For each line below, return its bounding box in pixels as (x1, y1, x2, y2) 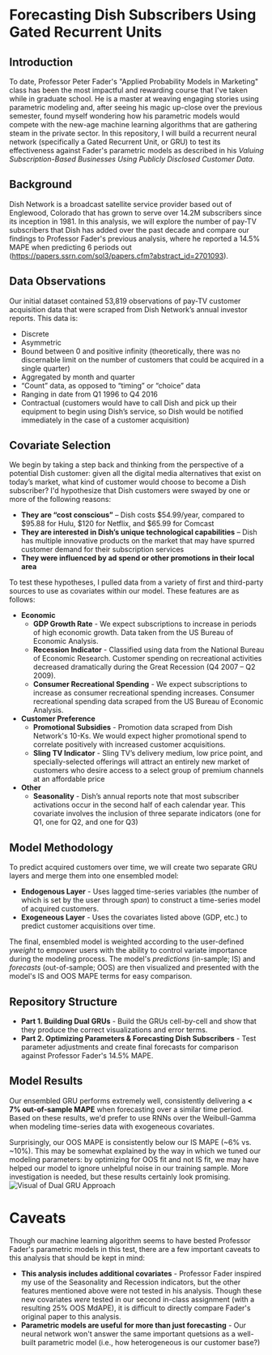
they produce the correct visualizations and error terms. (20, 1025, 208, 1035)
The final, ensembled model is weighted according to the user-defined (9, 937, 244, 946)
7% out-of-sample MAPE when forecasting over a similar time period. (9, 1104, 244, 1114)
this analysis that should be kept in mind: (9, 1253, 145, 1263)
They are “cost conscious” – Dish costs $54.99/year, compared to (20, 510, 245, 520)
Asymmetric (20, 337, 62, 347)
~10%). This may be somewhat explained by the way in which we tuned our (9, 1146, 261, 1156)
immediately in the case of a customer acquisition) (20, 415, 189, 425)
